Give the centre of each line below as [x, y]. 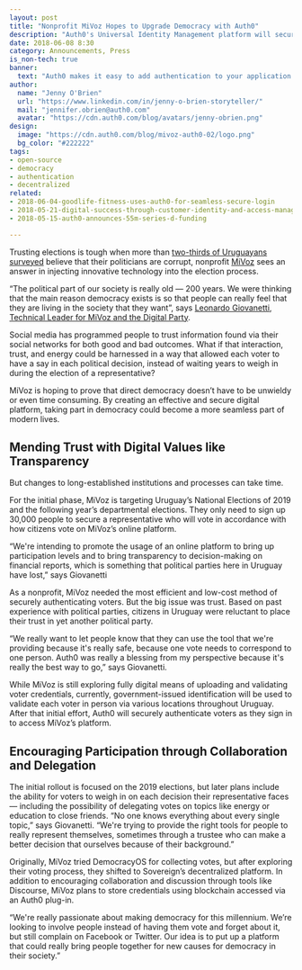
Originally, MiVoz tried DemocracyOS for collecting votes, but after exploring [151, 862]
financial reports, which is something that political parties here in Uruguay [146, 566]
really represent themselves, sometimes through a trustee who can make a [147, 835]
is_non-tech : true [44, 59]
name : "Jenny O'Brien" [60, 93]
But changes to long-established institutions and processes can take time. [147, 483]
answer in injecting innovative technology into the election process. [134, 271]
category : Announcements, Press [70, 51]
